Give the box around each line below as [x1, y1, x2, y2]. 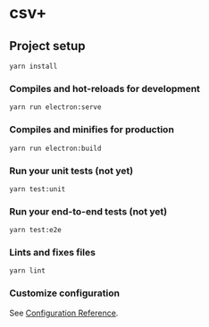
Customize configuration [9, 287, 121, 299]
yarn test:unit [9, 184, 66, 194]
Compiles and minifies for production [9, 123, 174, 136]
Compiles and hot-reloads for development [9, 82, 201, 95]
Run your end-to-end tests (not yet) [9, 205, 168, 217]
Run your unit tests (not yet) [9, 164, 134, 177]
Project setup [9, 38, 87, 54]
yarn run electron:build [9, 144, 102, 153]
